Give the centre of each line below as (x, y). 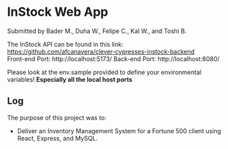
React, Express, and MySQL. (57, 138)
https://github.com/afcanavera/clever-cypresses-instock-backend (101, 51)
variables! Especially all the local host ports (70, 79)
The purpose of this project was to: (57, 117)
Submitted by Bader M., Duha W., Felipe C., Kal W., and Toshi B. (97, 31)
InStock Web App (58, 12)
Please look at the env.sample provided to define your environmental (104, 72)
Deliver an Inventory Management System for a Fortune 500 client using (119, 130)
